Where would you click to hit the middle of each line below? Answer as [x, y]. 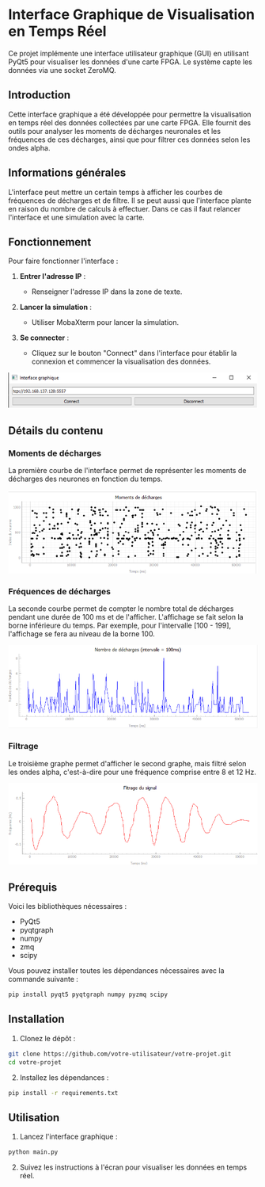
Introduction [40, 95]
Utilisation [34, 1118]
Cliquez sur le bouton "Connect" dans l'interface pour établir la [134, 353]
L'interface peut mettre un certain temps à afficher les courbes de [115, 192]
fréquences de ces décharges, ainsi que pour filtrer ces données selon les [129, 139]
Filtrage [23, 746]
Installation [36, 1019]
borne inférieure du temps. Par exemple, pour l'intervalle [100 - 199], [120, 626]
